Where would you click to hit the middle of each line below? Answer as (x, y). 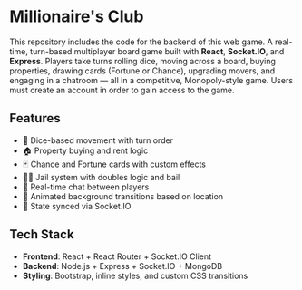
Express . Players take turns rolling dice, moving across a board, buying (143, 61)
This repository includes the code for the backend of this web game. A (141, 42)
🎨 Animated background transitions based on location (123, 196)
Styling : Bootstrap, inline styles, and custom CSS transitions (135, 275)
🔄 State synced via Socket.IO (77, 206)
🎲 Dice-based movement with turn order (98, 140)
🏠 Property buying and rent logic (85, 150)
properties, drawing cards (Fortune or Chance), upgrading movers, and (142, 71)
